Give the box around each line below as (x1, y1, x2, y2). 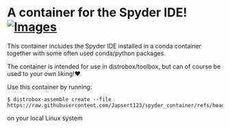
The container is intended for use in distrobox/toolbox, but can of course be (7, 62, 221, 70)
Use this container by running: (7, 83, 92, 91)
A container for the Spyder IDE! (7, 5, 188, 20)
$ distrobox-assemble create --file (7, 96, 112, 103)
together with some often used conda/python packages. (7, 49, 166, 57)
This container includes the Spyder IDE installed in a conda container (7, 42, 202, 50)
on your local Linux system (7, 114, 84, 122)
